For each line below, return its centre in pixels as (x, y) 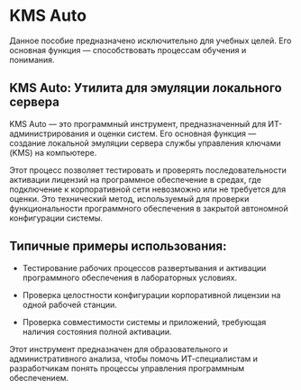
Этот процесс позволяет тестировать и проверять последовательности (148, 170)
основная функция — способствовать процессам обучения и (128, 50)
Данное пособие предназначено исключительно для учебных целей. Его (150, 41)
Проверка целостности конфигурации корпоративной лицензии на (151, 295)
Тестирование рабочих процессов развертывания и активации (144, 268)
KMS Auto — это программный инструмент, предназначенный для (138, 123)
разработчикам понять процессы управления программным (127, 368)
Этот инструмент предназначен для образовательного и (119, 349)
